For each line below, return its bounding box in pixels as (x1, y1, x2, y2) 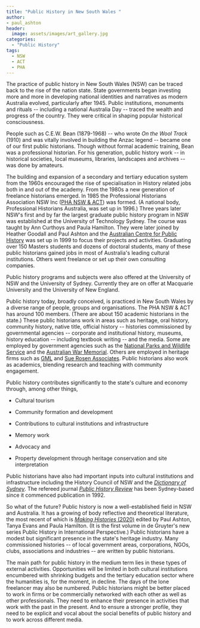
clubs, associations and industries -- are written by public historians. (6, 547, 175, 555)
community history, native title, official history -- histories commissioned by (6, 323, 192, 330)
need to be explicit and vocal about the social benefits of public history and (6, 610, 192, 617)
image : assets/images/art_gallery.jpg (11, 31, 109, 37)
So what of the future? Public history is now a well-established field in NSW (6, 503, 192, 511)
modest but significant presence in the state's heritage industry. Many (6, 535, 179, 542)
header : (6, 25, 26, 32)
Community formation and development (14, 409, 113, 416)
